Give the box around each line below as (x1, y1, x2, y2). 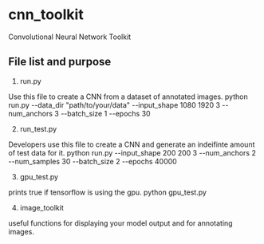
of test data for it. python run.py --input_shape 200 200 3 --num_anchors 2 (8, 148, 257, 157)
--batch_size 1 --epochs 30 (61, 108, 151, 118)
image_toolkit (19, 203, 64, 212)
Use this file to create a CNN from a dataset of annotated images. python (8, 92, 249, 101)
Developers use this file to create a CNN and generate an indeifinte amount (8, 140, 255, 149)
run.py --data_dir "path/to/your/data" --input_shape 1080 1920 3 (8, 100, 221, 109)
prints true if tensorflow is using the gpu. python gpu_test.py (8, 187, 207, 197)
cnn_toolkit (8, 6, 84, 24)
